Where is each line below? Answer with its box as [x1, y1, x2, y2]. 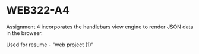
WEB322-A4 [6, 4, 70, 17]
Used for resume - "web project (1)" [6, 41, 94, 48]
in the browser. [6, 29, 43, 36]
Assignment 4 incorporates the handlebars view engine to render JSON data [6, 23, 194, 30]
